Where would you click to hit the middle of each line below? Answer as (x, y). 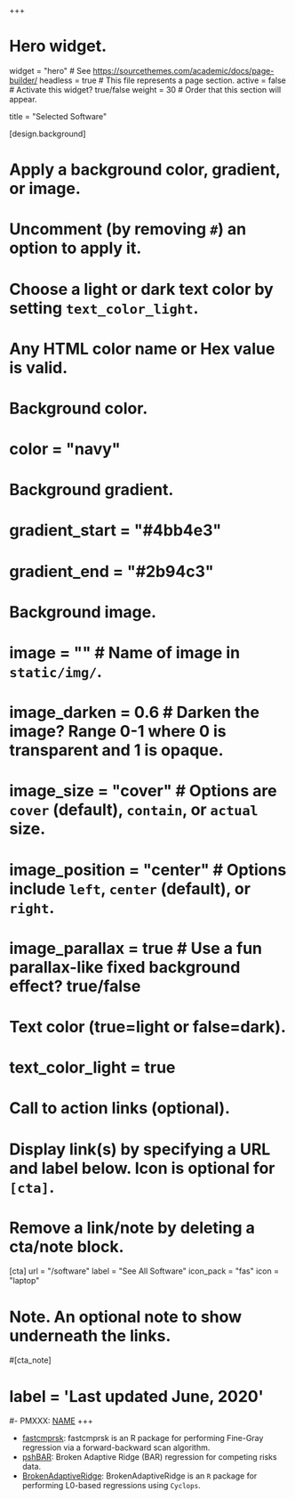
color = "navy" (65, 449)
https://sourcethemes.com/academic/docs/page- (183, 70)
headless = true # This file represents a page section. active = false (163, 80)
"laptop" (24, 1281)
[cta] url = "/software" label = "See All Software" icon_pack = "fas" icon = (144, 1271)
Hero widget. (58, 46)
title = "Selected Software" (58, 116)
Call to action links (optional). (120, 1108)
